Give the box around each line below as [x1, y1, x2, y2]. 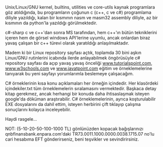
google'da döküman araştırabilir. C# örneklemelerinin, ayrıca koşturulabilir [5, 96, 156, 102]
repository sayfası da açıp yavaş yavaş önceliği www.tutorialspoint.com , [5, 60, 153, 66]
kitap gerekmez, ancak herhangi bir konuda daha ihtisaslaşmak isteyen [5, 91, 150, 97]
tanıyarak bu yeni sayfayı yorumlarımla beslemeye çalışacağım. [5, 71, 134, 76]
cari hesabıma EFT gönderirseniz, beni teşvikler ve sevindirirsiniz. [5, 136, 139, 142]
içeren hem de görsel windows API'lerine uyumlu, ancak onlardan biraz [5, 35, 150, 41]
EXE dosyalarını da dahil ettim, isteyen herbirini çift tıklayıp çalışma [5, 101, 141, 107]
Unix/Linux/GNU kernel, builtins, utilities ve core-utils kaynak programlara [5, 4, 155, 10]
